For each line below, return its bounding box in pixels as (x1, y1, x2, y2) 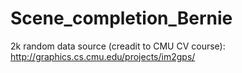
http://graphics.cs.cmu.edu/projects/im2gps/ (10, 50, 196, 62)
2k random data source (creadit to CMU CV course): (10, 40, 226, 52)
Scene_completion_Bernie (10, 7, 233, 30)
